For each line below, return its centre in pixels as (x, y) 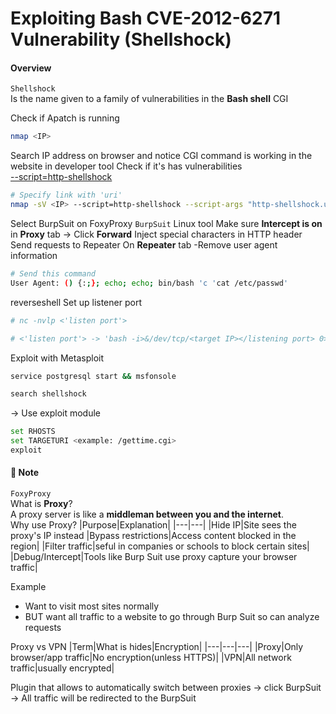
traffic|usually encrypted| (62, 668)
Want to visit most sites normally (92, 606)
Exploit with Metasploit (57, 358)
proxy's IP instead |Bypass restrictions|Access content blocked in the (153, 536)
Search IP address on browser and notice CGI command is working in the (161, 156)
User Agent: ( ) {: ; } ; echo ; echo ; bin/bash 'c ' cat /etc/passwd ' (149, 283)
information (34, 256)
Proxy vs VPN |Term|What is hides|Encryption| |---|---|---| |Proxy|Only (157, 647)
